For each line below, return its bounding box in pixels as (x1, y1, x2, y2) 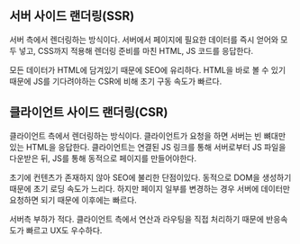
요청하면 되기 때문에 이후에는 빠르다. (9, 194, 137, 205)
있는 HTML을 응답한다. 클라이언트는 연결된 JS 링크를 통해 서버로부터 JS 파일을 (9, 141, 286, 152)
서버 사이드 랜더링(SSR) (9, 8, 135, 24)
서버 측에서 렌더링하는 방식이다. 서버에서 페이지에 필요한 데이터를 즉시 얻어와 (9, 34, 279, 45)
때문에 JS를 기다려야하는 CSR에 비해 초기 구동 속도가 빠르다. (9, 76, 223, 86)
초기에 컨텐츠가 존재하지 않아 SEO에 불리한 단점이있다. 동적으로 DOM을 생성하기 (9, 172, 292, 183)
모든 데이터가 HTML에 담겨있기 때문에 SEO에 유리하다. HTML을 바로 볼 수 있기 (9, 64, 286, 75)
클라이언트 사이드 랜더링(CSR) (9, 104, 168, 120)
